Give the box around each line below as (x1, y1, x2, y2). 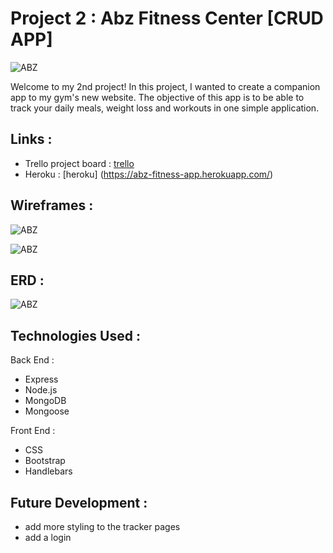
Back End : (10, 354, 55, 366)
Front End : (10, 425, 56, 437)
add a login (24, 532, 72, 543)
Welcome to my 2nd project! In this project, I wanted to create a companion (10, 80, 321, 92)
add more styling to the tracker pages (24, 521, 181, 532)
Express (24, 373, 59, 386)
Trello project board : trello (24, 157, 135, 169)
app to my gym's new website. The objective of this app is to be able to (10, 91, 305, 103)
